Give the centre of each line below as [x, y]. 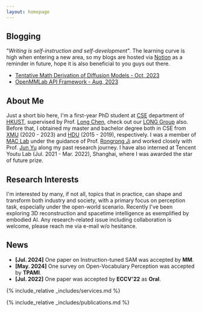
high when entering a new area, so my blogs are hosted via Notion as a [94, 57]
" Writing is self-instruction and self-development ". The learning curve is [96, 51]
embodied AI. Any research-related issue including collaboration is [89, 220]
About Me [25, 101]
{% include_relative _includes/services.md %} [63, 290]
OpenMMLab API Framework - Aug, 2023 [67, 82]
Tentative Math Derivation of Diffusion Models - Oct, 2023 [87, 76]
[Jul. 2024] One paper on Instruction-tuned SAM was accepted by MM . [104, 259]
